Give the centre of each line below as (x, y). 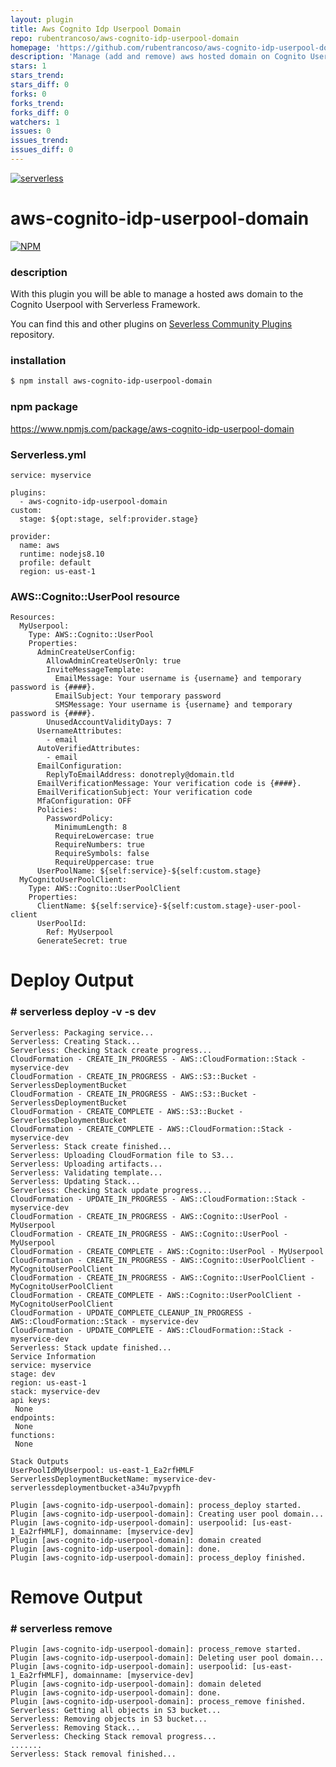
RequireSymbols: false (102, 854)
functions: (33, 1435)
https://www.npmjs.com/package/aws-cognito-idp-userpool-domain (152, 428)
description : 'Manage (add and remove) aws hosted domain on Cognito (158, 57)
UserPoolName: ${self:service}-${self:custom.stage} (149, 871)
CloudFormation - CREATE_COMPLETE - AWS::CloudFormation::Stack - (151, 1129)
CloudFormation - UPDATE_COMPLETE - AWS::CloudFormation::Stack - (151, 1330)
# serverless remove (61, 1628)
